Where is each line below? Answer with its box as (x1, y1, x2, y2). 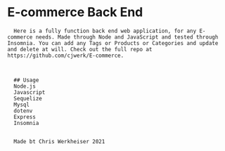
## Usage (13, 77, 39, 84)
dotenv (13, 107, 33, 114)
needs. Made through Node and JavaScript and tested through (35, 33, 219, 41)
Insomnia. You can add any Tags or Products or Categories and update (7, 39, 219, 46)
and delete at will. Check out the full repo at (7, 46, 153, 53)
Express (13, 113, 37, 120)
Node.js (13, 82, 37, 90)
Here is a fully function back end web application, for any (13, 27, 197, 34)
